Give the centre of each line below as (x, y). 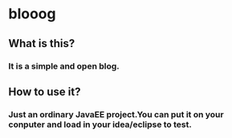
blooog (32, 14)
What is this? (42, 43)
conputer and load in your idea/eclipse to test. (100, 124)
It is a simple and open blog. (64, 66)
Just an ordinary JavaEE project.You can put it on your (116, 114)
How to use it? (45, 91)
